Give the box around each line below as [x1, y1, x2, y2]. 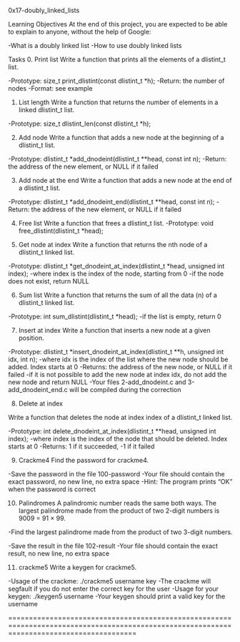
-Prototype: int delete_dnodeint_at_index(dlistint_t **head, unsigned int [8, 427, 216, 435]
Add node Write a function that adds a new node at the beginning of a [18, 134, 224, 141]
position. [18, 333, 45, 342]
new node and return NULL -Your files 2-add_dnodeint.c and [8, 378, 186, 386]
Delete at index [18, 399, 64, 408]
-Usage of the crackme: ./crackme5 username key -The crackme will [8, 577, 211, 585]
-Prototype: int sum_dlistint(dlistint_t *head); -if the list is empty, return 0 [8, 312, 221, 321]
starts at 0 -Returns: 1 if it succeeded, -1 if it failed [8, 442, 155, 451]
